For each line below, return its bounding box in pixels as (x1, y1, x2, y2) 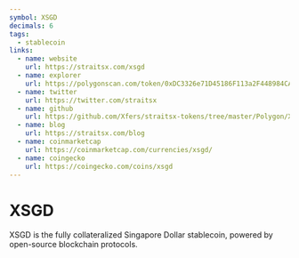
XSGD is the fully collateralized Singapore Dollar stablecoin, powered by (9, 230, 273, 240)
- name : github (17, 104, 74, 113)
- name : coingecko (17, 153, 86, 163)
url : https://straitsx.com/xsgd (25, 63, 145, 72)
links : (9, 46, 34, 55)
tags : (9, 29, 29, 38)
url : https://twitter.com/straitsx (25, 95, 158, 105)
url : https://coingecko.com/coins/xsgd (25, 162, 174, 171)
